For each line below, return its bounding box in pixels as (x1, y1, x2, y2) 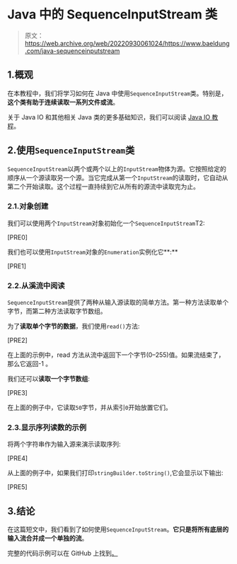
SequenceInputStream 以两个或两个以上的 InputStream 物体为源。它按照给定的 (7, 164, 226, 173)
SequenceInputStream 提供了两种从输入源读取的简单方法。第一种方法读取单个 (7, 298, 229, 307)
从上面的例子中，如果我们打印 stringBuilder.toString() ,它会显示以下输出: (7, 469, 224, 477)
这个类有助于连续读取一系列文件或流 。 (7, 98, 119, 106)
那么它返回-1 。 (7, 360, 52, 368)
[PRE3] (7, 389, 28, 397)
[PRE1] (7, 262, 27, 270)
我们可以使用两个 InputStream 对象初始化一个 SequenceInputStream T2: (7, 218, 205, 227)
